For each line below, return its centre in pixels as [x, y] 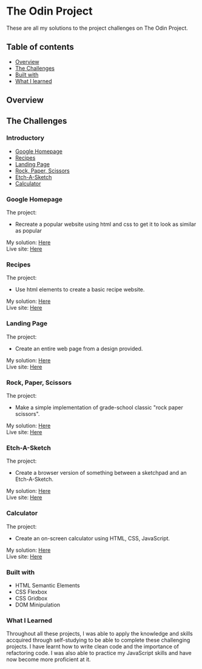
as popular [29, 231]
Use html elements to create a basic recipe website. [80, 290]
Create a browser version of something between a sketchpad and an [101, 473]
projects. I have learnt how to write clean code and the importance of [93, 647]
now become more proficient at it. [49, 659]
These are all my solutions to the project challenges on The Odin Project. [97, 28]
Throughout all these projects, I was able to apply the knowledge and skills [99, 634]
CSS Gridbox [31, 598]
